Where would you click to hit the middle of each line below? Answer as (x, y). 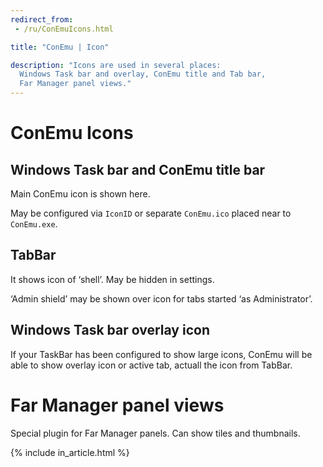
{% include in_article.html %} (70, 452)
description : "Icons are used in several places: (116, 65)
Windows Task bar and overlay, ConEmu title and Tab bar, (143, 74)
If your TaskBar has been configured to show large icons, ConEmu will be (161, 354)
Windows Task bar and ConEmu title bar (138, 169)
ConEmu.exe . (34, 224)
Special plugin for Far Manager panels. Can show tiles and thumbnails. (155, 433)
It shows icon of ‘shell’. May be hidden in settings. (112, 279)
